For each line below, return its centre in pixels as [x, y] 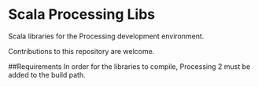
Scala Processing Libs [82, 14]
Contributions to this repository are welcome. [81, 51]
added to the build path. [47, 74]
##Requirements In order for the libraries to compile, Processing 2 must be [129, 66]
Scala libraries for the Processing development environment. [106, 36]
